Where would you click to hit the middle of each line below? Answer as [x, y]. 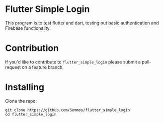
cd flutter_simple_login [31, 114]
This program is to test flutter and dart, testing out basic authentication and [82, 23]
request [13, 67]
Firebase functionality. [28, 28]
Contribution [32, 48]
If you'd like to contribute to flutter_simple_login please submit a [73, 62]
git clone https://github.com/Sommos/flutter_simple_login [68, 110]
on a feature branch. [43, 67]
